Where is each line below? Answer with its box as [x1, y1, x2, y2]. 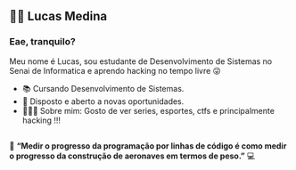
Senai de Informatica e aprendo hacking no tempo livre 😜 [9, 65, 221, 76]
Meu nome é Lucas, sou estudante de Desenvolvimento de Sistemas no [9, 55, 273, 67]
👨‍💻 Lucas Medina [9, 9, 108, 24]
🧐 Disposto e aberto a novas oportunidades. [21, 95, 185, 107]
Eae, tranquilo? [9, 36, 76, 48]
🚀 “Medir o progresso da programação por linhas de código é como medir [9, 141, 287, 151]
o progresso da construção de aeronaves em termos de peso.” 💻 [9, 150, 256, 161]
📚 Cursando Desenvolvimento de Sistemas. [21, 83, 185, 93]
